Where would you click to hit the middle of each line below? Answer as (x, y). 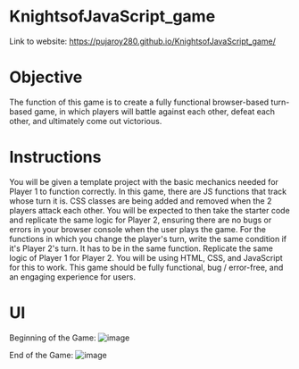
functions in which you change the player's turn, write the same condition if (148, 239)
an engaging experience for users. (73, 277)
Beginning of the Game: (53, 338)
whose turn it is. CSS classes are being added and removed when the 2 (141, 201)
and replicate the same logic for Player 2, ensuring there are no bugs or (141, 220)
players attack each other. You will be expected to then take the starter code (149, 210)
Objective (46, 77)
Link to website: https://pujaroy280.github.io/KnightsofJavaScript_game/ (143, 41)
